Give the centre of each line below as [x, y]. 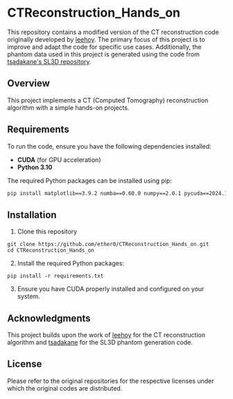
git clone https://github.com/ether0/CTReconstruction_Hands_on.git [108, 245]
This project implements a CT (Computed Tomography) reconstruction [108, 100]
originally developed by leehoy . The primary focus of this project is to [106, 39]
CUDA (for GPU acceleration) [59, 160]
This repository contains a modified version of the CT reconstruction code [113, 32]
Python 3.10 [35, 167]
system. [28, 296]
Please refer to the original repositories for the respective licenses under [111, 381]
